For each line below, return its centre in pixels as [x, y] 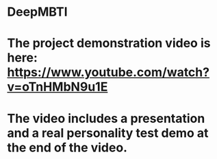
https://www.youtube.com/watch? [108, 72]
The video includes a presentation [106, 118]
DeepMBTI [37, 12]
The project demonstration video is [109, 44]
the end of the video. [67, 147]
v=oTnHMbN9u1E [58, 87]
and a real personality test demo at [108, 133]
